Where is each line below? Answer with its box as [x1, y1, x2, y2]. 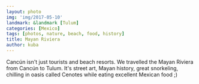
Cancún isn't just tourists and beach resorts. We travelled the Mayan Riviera [6, 58, 194, 66]
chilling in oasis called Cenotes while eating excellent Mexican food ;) [6, 71, 178, 78]
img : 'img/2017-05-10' [6, 14, 63, 20]
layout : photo [6, 8, 42, 15]
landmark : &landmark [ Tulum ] [6, 20, 79, 26]
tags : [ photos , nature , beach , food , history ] [6, 31, 125, 37]
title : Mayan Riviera [6, 36, 61, 42]
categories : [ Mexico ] [6, 25, 61, 32]
